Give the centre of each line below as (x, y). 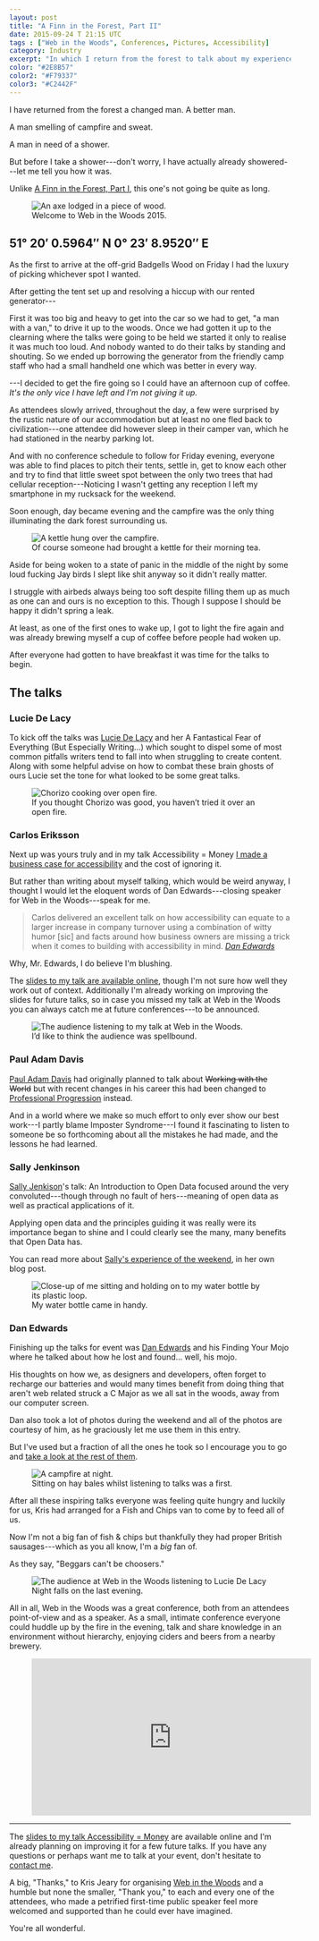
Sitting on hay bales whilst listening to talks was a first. (132, 1483)
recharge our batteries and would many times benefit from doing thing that (147, 1384)
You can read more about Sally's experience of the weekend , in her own (142, 1259)
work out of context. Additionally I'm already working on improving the (139, 990)
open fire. (50, 812)
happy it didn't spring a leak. (62, 611)
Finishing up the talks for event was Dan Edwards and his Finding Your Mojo (149, 1348)
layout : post (34, 17)
